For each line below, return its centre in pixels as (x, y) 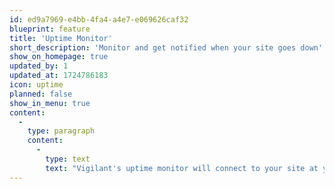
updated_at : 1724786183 (59, 76)
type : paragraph (61, 131)
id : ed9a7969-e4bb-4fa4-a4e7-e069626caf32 (99, 19)
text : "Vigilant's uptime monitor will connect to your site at (182, 168)
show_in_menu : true (50, 103)
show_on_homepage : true (59, 57)
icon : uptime (36, 85)
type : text (68, 159)
